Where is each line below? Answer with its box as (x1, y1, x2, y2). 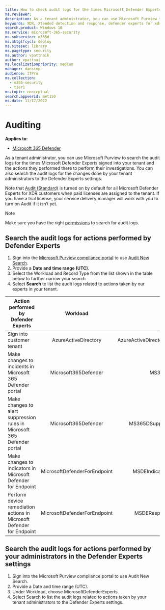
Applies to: (5, 136, 28, 142)
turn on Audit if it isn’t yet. (5, 201, 57, 207)
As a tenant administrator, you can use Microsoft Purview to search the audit (5, 155, 160, 161)
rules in (7, 420, 25, 427)
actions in (7, 509, 30, 516)
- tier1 (9, 84, 26, 90)
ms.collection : (5, 76, 36, 80)
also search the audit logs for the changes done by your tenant (5, 170, 133, 177)
